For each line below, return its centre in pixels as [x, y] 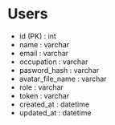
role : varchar [41, 87]
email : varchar [44, 53]
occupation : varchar [53, 62]
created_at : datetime [54, 104]
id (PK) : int [38, 36]
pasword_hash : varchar [59, 70]
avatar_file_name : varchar [63, 79]
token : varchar [44, 95]
